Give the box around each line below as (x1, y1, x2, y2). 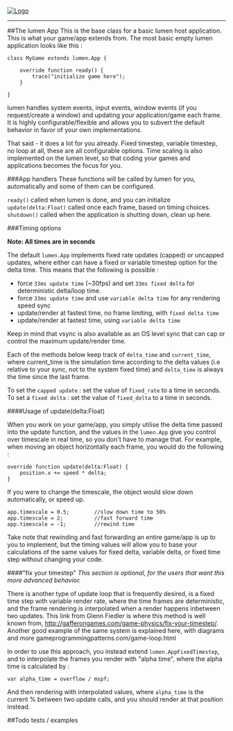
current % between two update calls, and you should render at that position (7, 696, 223, 703)
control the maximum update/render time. (7, 337, 126, 345)
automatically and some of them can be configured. (7, 182, 155, 191)
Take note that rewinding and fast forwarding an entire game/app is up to (7, 533, 216, 541)
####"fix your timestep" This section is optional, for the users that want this (7, 569, 225, 577)
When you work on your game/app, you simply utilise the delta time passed (7, 421, 223, 428)
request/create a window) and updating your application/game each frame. (7, 111, 222, 119)
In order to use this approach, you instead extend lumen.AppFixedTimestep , (7, 648, 220, 655)
